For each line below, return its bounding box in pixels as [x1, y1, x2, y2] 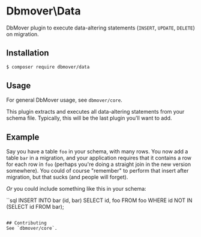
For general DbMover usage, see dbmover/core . [6, 96, 123, 103]
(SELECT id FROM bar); [6, 203, 64, 211]
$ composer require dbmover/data [6, 64, 90, 70]
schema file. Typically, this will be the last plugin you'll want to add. [6, 114, 172, 122]
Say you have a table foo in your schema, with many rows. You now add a [6, 148, 188, 155]
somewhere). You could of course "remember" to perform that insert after [6, 167, 189, 174]
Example [6, 132, 40, 142]
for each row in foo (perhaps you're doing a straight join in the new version [6, 161, 191, 168]
